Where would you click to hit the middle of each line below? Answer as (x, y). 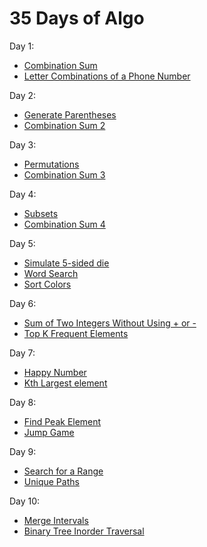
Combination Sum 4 (64, 224)
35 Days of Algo (77, 18)
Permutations (51, 164)
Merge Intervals (56, 520)
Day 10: (25, 501)
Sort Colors (47, 284)
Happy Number (55, 372)
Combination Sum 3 (64, 174)
